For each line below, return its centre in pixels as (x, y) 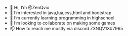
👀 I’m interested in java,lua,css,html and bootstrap (61, 13)
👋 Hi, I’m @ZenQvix (29, 8)
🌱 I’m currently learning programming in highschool (62, 18)
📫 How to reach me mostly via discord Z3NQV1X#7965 (66, 28)
